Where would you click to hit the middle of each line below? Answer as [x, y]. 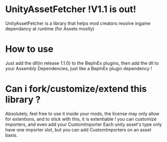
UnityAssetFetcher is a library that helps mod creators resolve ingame [78, 23]
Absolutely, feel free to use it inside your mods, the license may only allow [82, 113]
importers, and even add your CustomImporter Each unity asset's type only [83, 124]
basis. [11, 135]
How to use [29, 49]
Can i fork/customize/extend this [76, 89]
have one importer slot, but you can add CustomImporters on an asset [78, 129]
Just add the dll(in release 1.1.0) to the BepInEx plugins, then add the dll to [82, 63]
